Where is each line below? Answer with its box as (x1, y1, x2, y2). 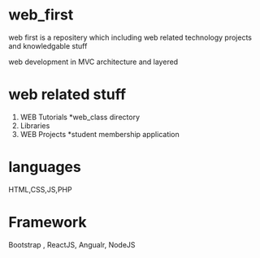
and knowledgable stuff (8, 41, 88, 50)
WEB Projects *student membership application (19, 129, 180, 139)
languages (8, 158, 81, 176)
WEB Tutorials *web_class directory (19, 112, 141, 122)
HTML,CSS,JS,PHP (8, 184, 72, 194)
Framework (8, 213, 87, 231)
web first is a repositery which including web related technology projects (8, 32, 252, 42)
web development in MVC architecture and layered (8, 57, 179, 67)
